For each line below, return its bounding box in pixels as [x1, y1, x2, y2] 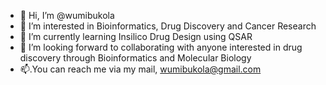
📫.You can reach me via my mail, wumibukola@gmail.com [19, 63, 262, 75]
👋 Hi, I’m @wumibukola [19, 10, 115, 21]
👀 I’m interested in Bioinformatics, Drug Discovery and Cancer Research [19, 20, 317, 32]
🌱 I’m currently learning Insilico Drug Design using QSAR [19, 31, 253, 42]
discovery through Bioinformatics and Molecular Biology [19, 52, 252, 64]
